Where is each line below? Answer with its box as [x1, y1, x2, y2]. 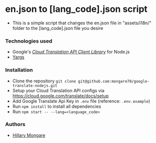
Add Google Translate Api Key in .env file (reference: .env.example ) [12, 98, 151, 104]
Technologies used [5, 37, 52, 44]
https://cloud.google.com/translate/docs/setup [12, 93, 109, 99]
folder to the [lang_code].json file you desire [12, 25, 104, 31]
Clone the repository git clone [12, 78, 76, 84]
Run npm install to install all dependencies [12, 103, 101, 109]
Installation [5, 67, 33, 73]
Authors [5, 121, 26, 128]
